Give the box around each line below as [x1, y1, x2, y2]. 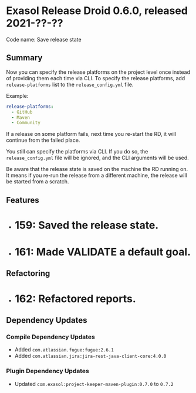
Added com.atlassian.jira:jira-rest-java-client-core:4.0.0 [14, 353, 167, 360]
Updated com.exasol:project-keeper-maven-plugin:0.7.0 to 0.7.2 [14, 380, 174, 387]
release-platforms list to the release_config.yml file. [6, 81, 134, 88]
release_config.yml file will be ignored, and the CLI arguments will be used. [6, 154, 189, 162]
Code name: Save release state [6, 36, 82, 43]
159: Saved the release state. [14, 218, 159, 232]
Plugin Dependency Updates [6, 367, 89, 375]
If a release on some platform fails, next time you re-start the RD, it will [6, 131, 177, 138]
